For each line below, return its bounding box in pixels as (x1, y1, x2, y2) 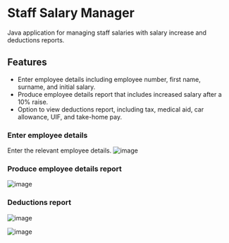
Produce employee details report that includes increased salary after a (17, 90, 222, 98)
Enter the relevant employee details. (7, 146, 112, 155)
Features (7, 57, 47, 69)
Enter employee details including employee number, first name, (17, 75, 201, 83)
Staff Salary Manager (7, 5, 135, 21)
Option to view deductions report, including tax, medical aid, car (17, 105, 204, 114)
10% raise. (17, 97, 49, 106)
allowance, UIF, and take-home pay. (17, 112, 122, 121)
